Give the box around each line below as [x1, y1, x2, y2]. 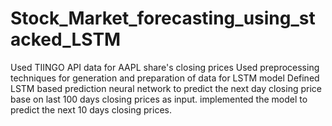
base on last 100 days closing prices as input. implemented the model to [10, 93, 308, 105]
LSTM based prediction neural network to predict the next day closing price [10, 82, 322, 94]
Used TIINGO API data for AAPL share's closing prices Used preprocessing [10, 61, 320, 73]
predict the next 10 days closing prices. [10, 103, 172, 116]
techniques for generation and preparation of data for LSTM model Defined [10, 72, 320, 84]
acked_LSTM [10, 28, 122, 51]
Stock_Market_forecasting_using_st [10, 7, 316, 30]
